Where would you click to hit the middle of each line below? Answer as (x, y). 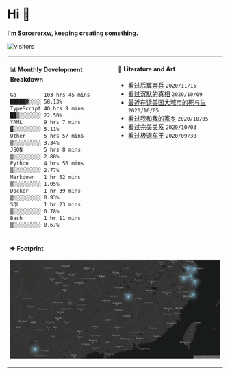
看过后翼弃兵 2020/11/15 (162, 85)
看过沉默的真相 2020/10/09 (165, 94)
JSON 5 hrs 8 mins (45, 149)
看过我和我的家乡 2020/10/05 (168, 118)
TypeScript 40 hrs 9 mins (47, 108)
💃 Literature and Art (147, 69)
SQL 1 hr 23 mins (45, 204)
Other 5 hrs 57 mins (47, 136)
